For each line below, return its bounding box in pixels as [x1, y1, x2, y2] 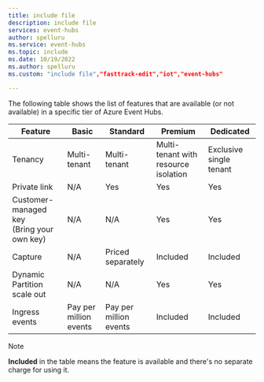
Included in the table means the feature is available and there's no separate [8, 356, 253, 366]
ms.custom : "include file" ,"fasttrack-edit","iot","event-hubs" [8, 70, 223, 78]
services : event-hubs [8, 26, 79, 34]
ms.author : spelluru [8, 63, 76, 71]
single [207, 154, 230, 165]
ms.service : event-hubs [8, 41, 86, 49]
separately [104, 256, 145, 267]
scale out [12, 288, 46, 299]
